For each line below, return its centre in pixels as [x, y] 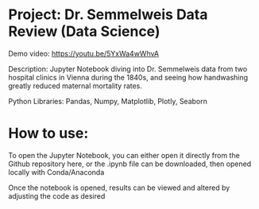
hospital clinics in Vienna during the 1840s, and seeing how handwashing [128, 77]
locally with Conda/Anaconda [56, 172]
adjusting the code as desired [57, 195]
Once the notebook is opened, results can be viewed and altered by [119, 188]
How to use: [48, 134]
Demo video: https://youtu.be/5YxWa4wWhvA [84, 53]
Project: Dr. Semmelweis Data [108, 15]
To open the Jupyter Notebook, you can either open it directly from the [124, 155]
